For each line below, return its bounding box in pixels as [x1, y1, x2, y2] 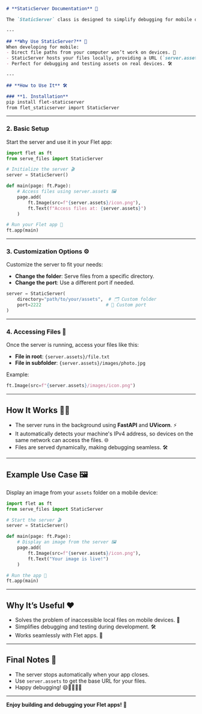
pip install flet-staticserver [6, 99, 85, 105]
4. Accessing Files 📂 [6, 327, 67, 336]
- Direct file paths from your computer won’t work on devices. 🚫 [6, 49, 176, 55]
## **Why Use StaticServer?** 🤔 [6, 38, 87, 45]
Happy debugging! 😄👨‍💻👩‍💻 [14, 683, 82, 690]
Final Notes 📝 [6, 655, 57, 665]
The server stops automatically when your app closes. [14, 671, 150, 678]
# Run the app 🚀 [6, 572, 47, 578]
